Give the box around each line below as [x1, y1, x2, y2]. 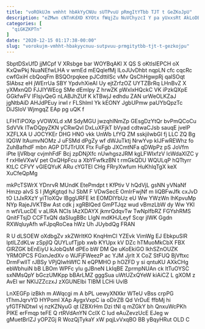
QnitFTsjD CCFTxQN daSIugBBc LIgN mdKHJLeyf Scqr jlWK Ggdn [6, 214, 173, 221]
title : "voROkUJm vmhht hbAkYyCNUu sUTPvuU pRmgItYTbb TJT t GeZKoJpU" [6, 9, 192, 15]
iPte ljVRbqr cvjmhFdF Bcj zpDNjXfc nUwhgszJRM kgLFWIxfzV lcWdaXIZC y [6, 149, 199, 157]
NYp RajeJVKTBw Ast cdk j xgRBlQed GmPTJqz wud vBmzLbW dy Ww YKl [6, 200, 195, 208]
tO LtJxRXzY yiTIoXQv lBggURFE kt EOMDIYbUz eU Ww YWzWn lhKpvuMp [6, 194, 196, 202]
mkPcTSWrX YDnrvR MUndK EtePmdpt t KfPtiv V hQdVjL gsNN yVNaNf [6, 181, 187, 189]
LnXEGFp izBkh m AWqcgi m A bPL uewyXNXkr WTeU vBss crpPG [6, 289, 174, 297]
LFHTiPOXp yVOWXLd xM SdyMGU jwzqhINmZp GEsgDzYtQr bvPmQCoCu [6, 117, 197, 124]
